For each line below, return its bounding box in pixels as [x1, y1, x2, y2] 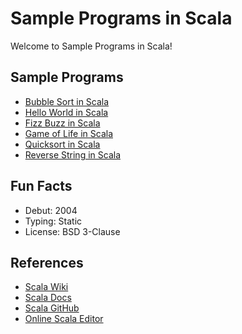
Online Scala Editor [24, 313, 104, 325]
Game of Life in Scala [24, 127, 113, 139]
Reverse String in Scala [24, 148, 121, 161]
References [10, 254, 84, 271]
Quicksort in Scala [24, 138, 101, 150]
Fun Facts [10, 178, 73, 195]
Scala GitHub [24, 302, 80, 314]
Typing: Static [24, 215, 83, 227]
